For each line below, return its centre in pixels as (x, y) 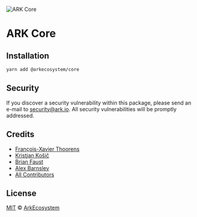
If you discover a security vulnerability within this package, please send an (99, 103)
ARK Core (31, 34)
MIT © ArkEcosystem (33, 208)
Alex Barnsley (32, 168)
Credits (20, 134)
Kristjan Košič (32, 155)
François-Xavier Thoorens (47, 149)
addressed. (20, 115)
